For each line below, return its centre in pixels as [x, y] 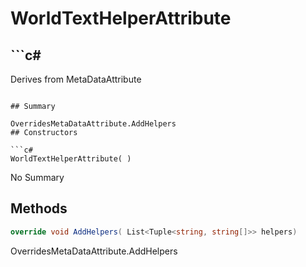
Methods [39, 208]
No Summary [37, 177]
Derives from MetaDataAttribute [76, 79]
